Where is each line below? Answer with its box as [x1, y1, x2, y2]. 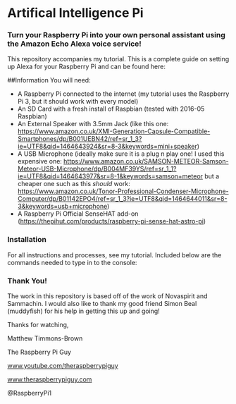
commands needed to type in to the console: [7, 258, 137, 267]
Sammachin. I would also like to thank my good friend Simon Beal [7, 300, 197, 308]
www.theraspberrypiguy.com [7, 375, 92, 384]
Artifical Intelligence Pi [7, 5, 144, 21]
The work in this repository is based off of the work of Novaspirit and [7, 292, 208, 300]
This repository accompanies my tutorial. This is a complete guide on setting [7, 55, 230, 63]
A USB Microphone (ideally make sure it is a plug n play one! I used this [17, 149, 225, 158]
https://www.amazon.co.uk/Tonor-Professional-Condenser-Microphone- [17, 187, 229, 195]
